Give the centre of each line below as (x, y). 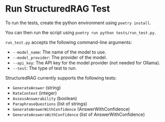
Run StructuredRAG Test (58, 9)
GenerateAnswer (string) (37, 87)
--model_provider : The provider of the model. (60, 57)
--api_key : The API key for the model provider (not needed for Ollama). (86, 63)
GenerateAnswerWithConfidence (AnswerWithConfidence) (71, 109)
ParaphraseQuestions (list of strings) (50, 103)
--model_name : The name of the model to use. (59, 52)
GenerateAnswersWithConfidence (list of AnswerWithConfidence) (79, 114)
